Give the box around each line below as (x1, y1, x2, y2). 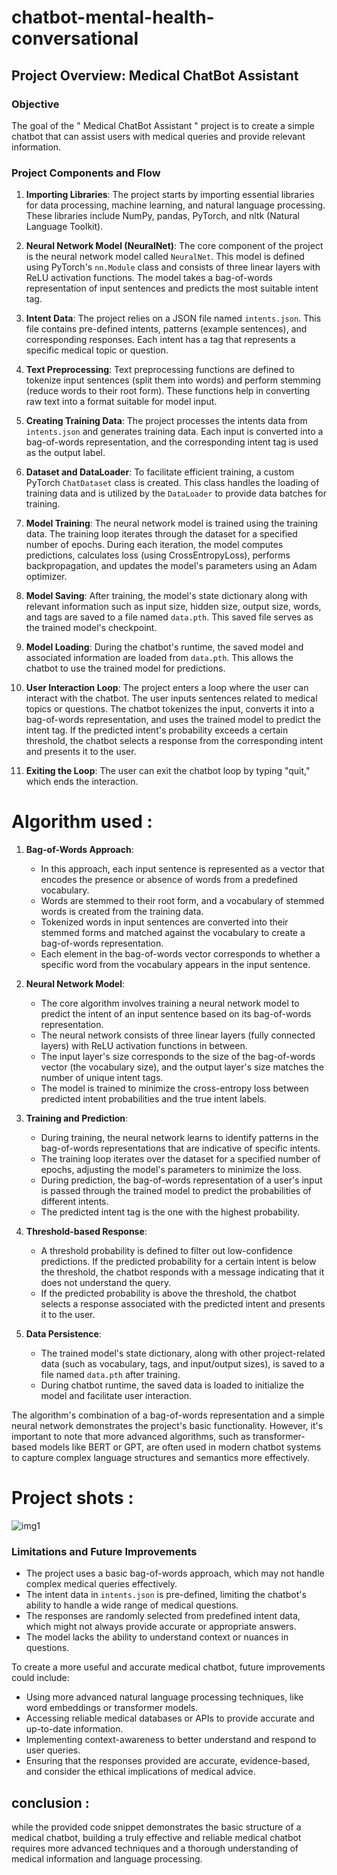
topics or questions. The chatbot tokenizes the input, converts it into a (25, 703, 315, 715)
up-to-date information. (25, 1723, 124, 1735)
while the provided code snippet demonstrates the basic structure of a (11, 1821, 302, 1833)
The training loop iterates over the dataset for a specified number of (40, 1153, 321, 1165)
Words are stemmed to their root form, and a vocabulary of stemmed (40, 895, 325, 907)
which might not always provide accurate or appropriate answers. (25, 1621, 297, 1633)
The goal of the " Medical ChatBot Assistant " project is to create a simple (11, 119, 316, 131)
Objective (11, 97, 60, 111)
